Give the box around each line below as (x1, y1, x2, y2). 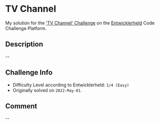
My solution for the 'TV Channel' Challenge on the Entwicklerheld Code (5, 20, 155, 26)
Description (5, 40, 43, 49)
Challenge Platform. (5, 25, 47, 31)
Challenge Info (5, 68, 53, 77)
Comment (5, 102, 38, 110)
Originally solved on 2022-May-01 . (12, 87, 82, 93)
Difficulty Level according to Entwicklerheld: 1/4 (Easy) (12, 82, 130, 88)
